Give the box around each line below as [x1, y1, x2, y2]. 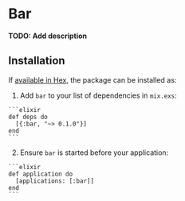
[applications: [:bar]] [15, 176, 94, 185]
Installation [8, 54, 65, 68]
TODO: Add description [8, 31, 88, 41]
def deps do [8, 113, 48, 121]
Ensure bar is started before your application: [19, 148, 169, 157]
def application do [8, 170, 73, 178]
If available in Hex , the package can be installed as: [8, 75, 177, 84]
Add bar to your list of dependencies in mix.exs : [19, 91, 177, 100]
